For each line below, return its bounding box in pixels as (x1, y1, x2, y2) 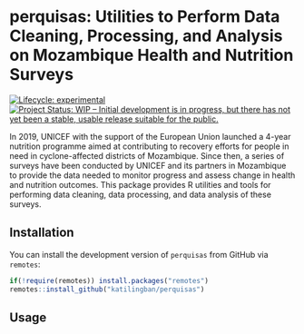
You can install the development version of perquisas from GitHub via (9, 249, 270, 260)
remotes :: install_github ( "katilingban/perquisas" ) (9, 284, 205, 294)
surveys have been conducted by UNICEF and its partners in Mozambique (9, 160, 287, 171)
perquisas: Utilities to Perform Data (9, 6, 280, 27)
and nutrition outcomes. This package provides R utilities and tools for (9, 179, 271, 190)
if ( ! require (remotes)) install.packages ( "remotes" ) (9, 276, 209, 285)
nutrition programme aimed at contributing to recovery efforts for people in (9, 141, 289, 152)
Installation (9, 225, 74, 241)
